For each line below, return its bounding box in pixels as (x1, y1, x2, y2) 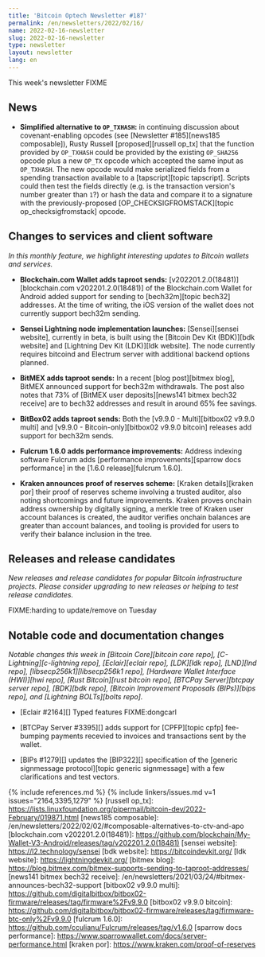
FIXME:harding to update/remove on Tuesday (8, 605, 158, 615)
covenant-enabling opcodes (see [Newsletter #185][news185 (19, 130, 220, 140)
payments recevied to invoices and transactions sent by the (50, 731, 247, 741)
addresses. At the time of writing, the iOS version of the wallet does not (19, 300, 255, 309)
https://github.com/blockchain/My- (135, 830, 251, 839)
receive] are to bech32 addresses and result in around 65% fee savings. (19, 399, 257, 408)
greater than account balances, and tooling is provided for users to (19, 520, 240, 530)
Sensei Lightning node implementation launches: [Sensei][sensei (19, 324, 239, 333)
